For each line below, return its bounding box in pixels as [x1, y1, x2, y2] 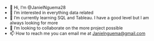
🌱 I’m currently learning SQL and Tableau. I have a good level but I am [9, 15, 149, 20]
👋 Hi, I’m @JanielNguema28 [9, 5, 66, 10]
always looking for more [9, 20, 58, 26]
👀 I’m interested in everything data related [9, 10, 94, 15]
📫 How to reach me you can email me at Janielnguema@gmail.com [9, 30, 146, 36]
